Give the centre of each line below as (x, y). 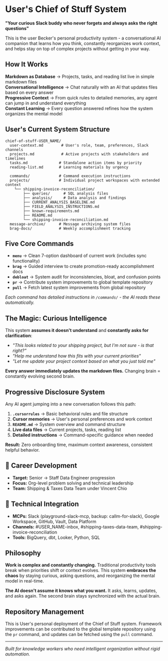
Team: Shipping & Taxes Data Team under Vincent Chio (70, 488)
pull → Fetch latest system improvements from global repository (79, 287)
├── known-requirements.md (51, 211)
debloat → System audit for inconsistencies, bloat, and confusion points (86, 277)
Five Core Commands (39, 243)
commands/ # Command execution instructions (70, 176)
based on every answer (29, 92)
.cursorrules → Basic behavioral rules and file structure (70, 414)
